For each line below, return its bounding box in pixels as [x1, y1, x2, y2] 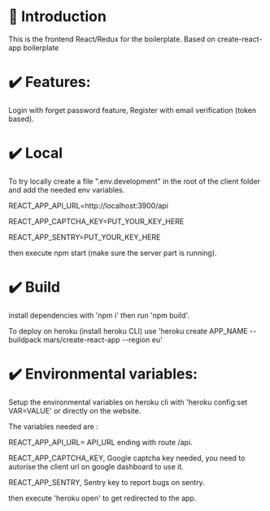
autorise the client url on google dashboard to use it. [8, 461, 185, 471]
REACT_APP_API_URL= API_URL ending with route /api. [8, 437, 193, 447]
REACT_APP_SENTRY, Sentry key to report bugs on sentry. [8, 477, 205, 487]
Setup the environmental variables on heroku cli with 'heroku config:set [8, 397, 248, 407]
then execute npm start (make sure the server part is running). [8, 248, 217, 258]
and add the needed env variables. [8, 184, 125, 194]
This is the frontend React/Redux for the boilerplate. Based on [8, 34, 216, 44]
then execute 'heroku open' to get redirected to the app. [8, 493, 197, 503]
